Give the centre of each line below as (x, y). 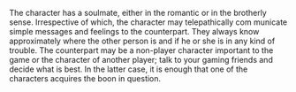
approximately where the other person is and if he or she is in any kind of (142, 41)
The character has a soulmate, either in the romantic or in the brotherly (138, 13)
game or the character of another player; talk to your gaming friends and (141, 60)
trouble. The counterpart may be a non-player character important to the (141, 50)
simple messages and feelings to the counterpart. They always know (134, 31)
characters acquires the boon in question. (85, 78)
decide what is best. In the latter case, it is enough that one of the (129, 69)
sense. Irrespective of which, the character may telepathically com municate (148, 22)
